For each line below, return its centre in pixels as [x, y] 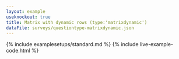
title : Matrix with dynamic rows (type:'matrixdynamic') [77, 22]
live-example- [157, 44]
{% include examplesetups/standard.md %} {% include [72, 44]
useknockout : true [28, 17]
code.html [18, 51]
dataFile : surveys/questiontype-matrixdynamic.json [70, 28]
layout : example [26, 11]
